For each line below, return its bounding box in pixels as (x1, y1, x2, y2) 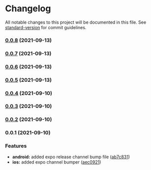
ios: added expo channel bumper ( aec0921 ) (12, 159, 101, 165)
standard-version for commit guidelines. (5, 24, 87, 30)
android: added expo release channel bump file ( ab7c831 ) (12, 154, 130, 160)
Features (5, 142, 27, 149)
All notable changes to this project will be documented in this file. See (5, 19, 147, 25)
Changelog (5, 3, 51, 14)
